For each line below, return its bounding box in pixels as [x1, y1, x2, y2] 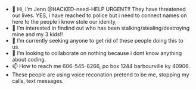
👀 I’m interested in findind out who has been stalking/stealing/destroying [11, 24, 190, 31]
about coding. [11, 56, 46, 63]
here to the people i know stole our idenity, [11, 18, 117, 25]
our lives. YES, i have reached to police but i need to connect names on [11, 12, 187, 19]
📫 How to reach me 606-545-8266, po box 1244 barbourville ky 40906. [11, 63, 191, 69]
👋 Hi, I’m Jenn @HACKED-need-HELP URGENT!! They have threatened [11, 6, 186, 12]
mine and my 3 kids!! [11, 31, 64, 38]
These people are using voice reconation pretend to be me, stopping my [11, 71, 189, 78]
